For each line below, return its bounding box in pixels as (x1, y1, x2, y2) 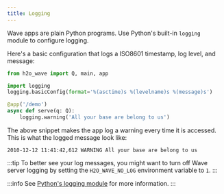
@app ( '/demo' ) (7, 101, 48, 108)
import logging (7, 82, 51, 89)
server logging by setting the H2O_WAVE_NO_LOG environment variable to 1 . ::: (7, 166, 218, 174)
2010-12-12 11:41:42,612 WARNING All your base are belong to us (7, 147, 197, 154)
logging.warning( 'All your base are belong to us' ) (19, 114, 170, 121)
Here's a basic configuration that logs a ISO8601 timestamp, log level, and (7, 49, 216, 58)
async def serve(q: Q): (7, 108, 75, 114)
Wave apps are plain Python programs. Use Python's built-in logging (7, 29, 201, 37)
